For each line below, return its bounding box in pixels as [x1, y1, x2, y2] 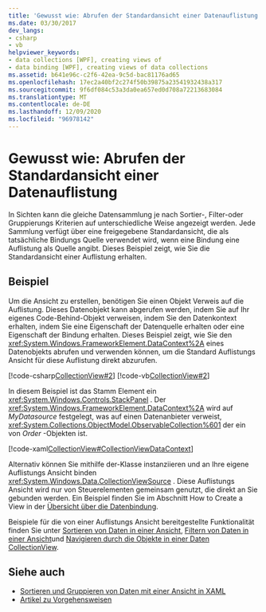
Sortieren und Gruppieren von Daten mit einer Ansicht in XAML [19, 587, 226, 596]
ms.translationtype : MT [8, 93, 88, 101]
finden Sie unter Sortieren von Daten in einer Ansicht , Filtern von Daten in [8, 525, 249, 535]
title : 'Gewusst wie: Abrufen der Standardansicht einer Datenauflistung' [8, 11, 262, 20]
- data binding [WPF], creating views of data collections [8, 64, 209, 72]
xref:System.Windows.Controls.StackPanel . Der [8, 395, 166, 404]
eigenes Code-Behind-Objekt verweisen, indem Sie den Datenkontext [8, 313, 237, 322]
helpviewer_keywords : [8, 49, 80, 57]
